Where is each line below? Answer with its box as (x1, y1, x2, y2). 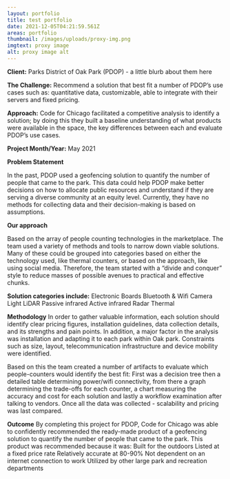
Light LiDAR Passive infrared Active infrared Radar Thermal (7, 299, 175, 307)
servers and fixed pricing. (7, 95, 81, 104)
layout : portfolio (7, 10, 60, 17)
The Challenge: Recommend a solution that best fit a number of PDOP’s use (7, 81, 224, 89)
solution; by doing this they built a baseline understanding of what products (7, 116, 222, 124)
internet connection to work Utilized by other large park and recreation (7, 456, 208, 465)
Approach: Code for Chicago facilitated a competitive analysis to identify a (7, 108, 220, 117)
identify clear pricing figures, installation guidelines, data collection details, (7, 320, 220, 328)
